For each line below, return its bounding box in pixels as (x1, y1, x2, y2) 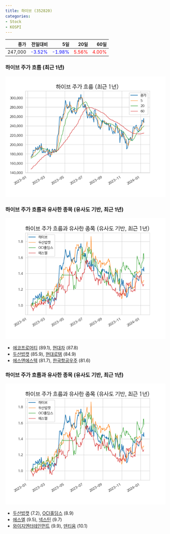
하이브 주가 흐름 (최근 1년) (5, 64, 65, 71)
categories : (5, 13, 31, 19)
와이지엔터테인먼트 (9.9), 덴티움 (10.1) (12, 523, 88, 529)
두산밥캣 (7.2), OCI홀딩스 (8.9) (12, 510, 74, 516)
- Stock (5, 19, 22, 24)
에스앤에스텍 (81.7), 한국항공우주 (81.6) (12, 358, 91, 364)
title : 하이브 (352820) (5, 8, 52, 13)
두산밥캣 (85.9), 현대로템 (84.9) (12, 351, 76, 357)
